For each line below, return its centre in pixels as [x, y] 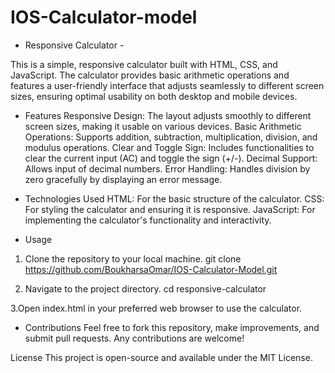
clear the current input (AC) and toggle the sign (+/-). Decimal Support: [171, 158]
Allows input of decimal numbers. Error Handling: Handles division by [167, 168]
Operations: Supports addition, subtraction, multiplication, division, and [171, 137]
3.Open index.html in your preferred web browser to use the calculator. [156, 308]
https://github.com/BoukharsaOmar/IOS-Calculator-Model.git [151, 269]
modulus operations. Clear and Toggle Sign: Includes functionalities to [169, 147]
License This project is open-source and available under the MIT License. [161, 357]
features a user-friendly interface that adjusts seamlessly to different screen [167, 85]
